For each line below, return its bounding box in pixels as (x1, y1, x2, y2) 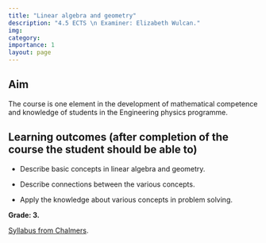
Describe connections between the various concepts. (19, 179, 195, 189)
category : (8, 33, 41, 42)
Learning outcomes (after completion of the (8, 130, 229, 144)
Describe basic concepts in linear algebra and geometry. (19, 164, 206, 173)
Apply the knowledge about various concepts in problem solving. (19, 195, 233, 204)
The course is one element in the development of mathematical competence (8, 98, 258, 108)
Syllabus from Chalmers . (8, 226, 89, 235)
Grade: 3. (8, 210, 40, 219)
